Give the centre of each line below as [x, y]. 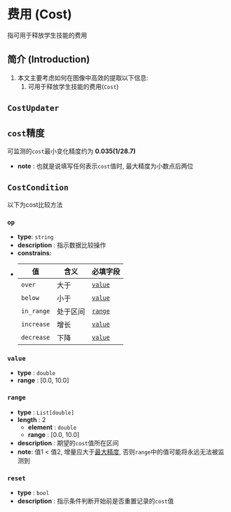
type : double [36, 373]
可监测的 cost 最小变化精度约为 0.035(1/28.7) [72, 151]
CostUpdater [33, 108]
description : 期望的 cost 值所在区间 [68, 442]
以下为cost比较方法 [35, 204]
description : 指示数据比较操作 [62, 245]
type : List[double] [46, 412]
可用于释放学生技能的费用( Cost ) [73, 86]
